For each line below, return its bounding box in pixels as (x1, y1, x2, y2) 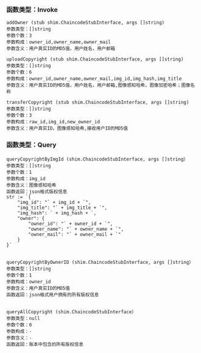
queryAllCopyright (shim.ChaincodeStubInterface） (6, 308, 137, 315)
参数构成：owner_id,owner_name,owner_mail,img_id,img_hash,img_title (6, 76, 182, 82)
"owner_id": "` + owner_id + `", (28, 220, 113, 227)
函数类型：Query (6, 140, 57, 149)
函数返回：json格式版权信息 (6, 188, 68, 195)
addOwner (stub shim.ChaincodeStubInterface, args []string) (6, 20, 165, 26)
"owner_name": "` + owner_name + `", (28, 226, 124, 232)
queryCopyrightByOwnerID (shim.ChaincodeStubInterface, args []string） (6, 259, 194, 265)
